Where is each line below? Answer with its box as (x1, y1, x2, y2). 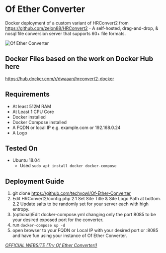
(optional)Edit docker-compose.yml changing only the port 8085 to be (12, 212, 156, 218)
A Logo (12, 129, 27, 135)
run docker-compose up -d (12, 222, 66, 228)
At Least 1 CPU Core (12, 109, 54, 115)
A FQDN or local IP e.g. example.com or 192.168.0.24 (12, 125, 121, 130)
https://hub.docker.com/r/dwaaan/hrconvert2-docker (5, 76, 114, 82)
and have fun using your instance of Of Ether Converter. (12, 233, 127, 239)
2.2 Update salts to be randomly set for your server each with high (12, 201, 149, 207)
